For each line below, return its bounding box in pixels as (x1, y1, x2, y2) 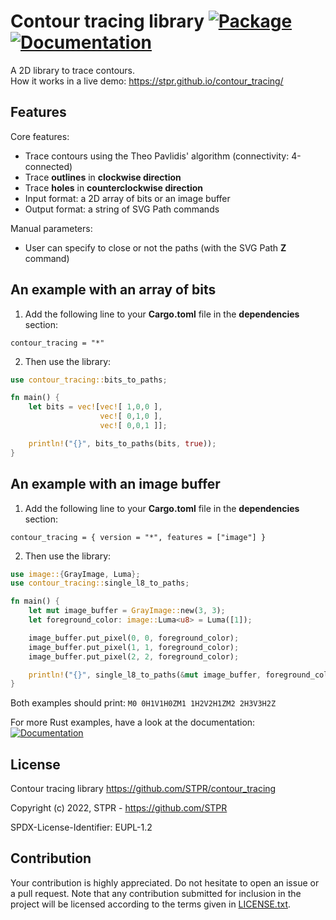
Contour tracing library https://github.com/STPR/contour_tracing (10, 783, 277, 795)
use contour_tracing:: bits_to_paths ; (10, 375, 168, 385)
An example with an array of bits (10, 281, 217, 299)
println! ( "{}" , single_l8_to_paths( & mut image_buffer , (28, 670, 262, 680)
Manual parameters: (10, 222, 93, 234)
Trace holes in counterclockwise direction (24, 181, 203, 194)
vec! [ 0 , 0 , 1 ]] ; (99, 421, 168, 431)
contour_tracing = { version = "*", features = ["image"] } (10, 532, 267, 542)
